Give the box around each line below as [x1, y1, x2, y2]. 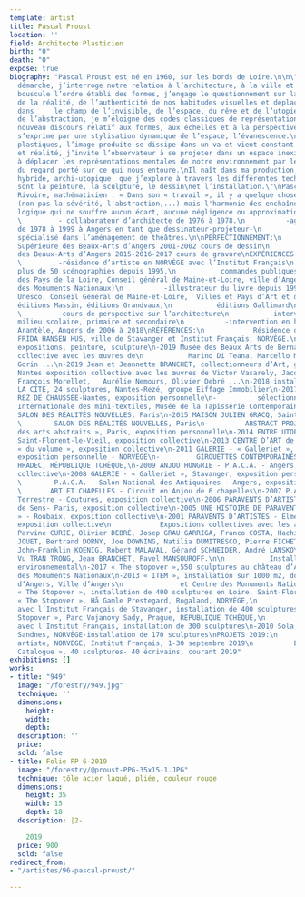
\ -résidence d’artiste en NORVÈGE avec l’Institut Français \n [17, 258, 295, 268]
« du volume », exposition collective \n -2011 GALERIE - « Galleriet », [17, 444, 295, 453]
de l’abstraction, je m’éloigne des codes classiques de [17, 115, 238, 124]
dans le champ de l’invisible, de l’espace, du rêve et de [17, 106, 261, 115]
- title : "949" [9, 673, 67, 682]
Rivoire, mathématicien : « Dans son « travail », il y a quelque [17, 191, 274, 200]
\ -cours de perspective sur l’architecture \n [17, 309, 230, 318]
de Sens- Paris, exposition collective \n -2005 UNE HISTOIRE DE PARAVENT [17, 503, 299, 513]
